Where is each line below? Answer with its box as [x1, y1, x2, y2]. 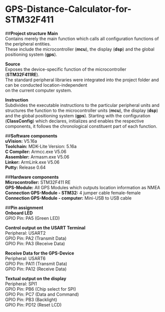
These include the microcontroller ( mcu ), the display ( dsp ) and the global [5, 46, 155, 52]
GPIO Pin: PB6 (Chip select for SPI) [5, 286, 77, 292]
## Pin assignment [5, 205, 43, 210]
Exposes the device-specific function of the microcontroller [5, 66, 126, 72]
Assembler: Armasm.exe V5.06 [5, 154, 70, 159]
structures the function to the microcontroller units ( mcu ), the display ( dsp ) [5, 107, 158, 113]
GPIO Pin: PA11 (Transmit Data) [5, 260, 68, 266]
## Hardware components [5, 174, 59, 180]
